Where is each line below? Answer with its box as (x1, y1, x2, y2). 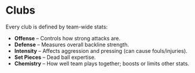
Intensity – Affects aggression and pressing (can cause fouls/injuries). (14, 47, 188, 54)
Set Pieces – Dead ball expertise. (14, 53, 96, 61)
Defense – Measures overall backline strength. (14, 41, 129, 48)
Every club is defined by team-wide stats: (5, 23, 108, 30)
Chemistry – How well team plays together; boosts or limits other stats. (14, 60, 190, 67)
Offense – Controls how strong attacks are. (14, 34, 120, 42)
